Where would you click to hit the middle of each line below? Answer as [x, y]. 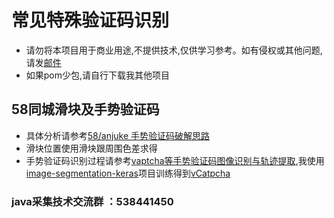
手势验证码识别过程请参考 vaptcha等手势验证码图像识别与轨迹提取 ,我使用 [175, 160]
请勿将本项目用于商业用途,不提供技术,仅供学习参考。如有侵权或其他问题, [174, 50]
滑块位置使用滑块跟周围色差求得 [91, 148]
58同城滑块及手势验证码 [85, 109]
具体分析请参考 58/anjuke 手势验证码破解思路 [118, 135]
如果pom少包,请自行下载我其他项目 [98, 75]
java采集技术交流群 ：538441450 [92, 201]
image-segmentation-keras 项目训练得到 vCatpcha [128, 173]
